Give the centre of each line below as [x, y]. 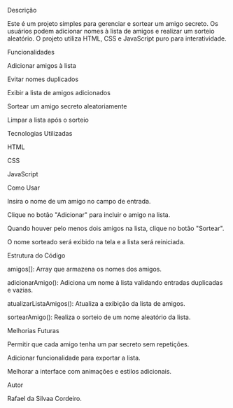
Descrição [22, 10]
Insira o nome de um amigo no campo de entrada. [79, 201]
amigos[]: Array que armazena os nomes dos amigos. [85, 269]
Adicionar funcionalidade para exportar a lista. [74, 358]
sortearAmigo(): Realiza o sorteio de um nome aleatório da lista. [99, 317]
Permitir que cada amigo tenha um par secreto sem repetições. [98, 344]
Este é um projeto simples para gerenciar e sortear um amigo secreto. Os [113, 23]
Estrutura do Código [36, 255]
